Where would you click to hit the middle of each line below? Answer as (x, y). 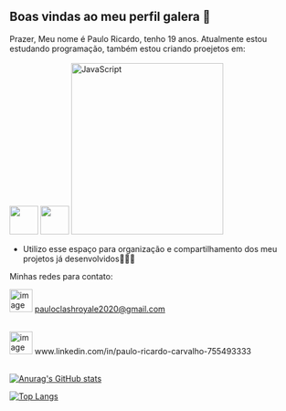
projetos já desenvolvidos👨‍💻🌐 (79, 258)
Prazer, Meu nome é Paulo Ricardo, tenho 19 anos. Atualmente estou (138, 38)
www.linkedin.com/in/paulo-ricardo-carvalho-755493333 (143, 351)
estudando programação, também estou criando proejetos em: (127, 48)
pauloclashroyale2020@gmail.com (100, 309)
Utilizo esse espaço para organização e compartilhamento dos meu (150, 248)
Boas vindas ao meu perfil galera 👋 (110, 17)
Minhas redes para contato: (61, 276)
